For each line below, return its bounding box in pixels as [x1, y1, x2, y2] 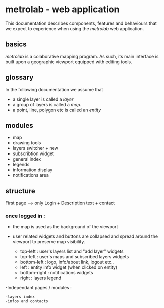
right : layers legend [20, 275, 62, 281]
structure [5, 187, 35, 195]
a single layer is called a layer [12, 96, 74, 102]
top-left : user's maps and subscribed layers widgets [20, 254, 129, 260]
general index [12, 156, 41, 162]
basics [5, 40, 27, 49]
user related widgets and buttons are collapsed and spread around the [12, 233, 158, 239]
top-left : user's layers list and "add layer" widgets [20, 248, 124, 254]
